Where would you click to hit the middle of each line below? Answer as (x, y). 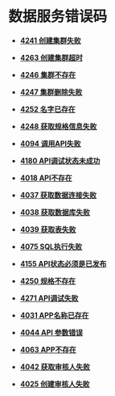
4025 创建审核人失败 (55, 384)
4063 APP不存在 (48, 349)
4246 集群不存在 (48, 74)
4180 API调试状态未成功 (60, 160)
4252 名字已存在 (47, 109)
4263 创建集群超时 (51, 57)
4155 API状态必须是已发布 (63, 263)
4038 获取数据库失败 (55, 212)
